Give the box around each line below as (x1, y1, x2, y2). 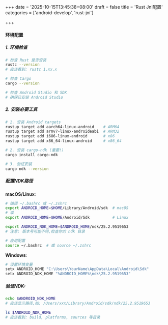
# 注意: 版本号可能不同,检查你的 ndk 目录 (5, 229, 85, 234)
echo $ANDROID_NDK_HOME (5, 296, 56, 301)
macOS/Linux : (5, 191, 36, 197)
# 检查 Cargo (5, 76, 32, 81)
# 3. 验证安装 (5, 161, 32, 166)
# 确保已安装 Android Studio (5, 95, 64, 100)
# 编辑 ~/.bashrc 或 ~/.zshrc (5, 201, 67, 206)
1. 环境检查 (5, 44, 28, 50)
